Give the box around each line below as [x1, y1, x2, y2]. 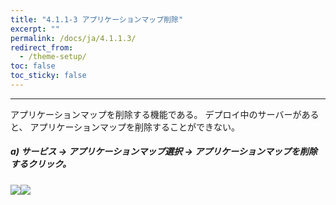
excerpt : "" [10, 24, 60, 34]
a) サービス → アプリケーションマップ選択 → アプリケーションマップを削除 [10, 146, 318, 158]
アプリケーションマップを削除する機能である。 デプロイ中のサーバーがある [10, 108, 320, 120]
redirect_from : [10, 42, 74, 53]
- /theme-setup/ [19, 52, 87, 62]
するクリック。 [10, 158, 72, 170]
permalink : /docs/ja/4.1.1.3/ [10, 33, 137, 43]
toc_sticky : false [10, 71, 87, 81]
